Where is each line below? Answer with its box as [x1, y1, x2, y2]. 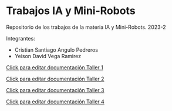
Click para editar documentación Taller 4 [6, 98, 104, 105]
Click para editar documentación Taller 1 [6, 63, 104, 71]
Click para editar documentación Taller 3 [6, 86, 104, 93]
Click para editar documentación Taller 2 [6, 75, 104, 82]
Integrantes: [6, 35, 35, 42]
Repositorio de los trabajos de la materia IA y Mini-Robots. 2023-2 [6, 23, 166, 31]
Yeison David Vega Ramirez [14, 52, 81, 59]
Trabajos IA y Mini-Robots [6, 4, 136, 18]
